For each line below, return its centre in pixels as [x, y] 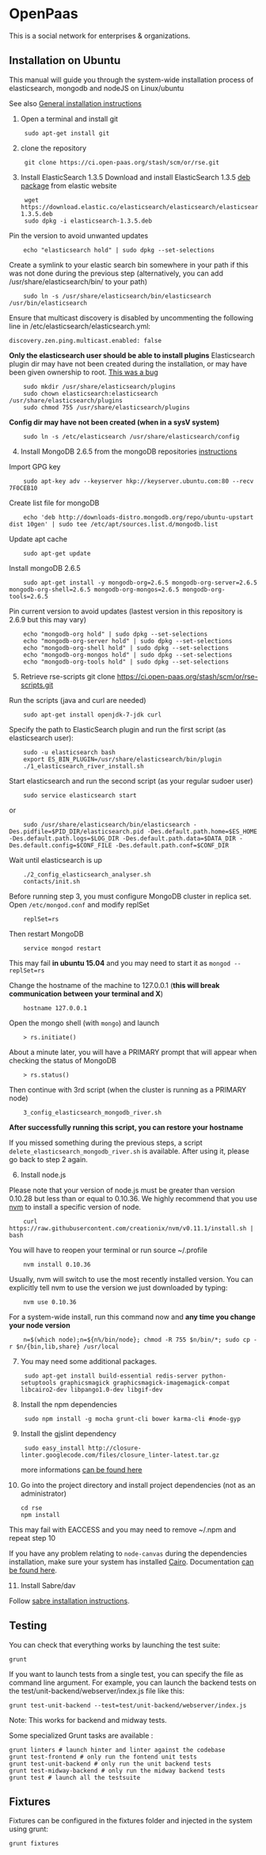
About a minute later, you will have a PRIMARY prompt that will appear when [133, 1052]
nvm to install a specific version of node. [75, 1207]
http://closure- [114, 1448]
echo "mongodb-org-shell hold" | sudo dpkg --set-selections [126, 648]
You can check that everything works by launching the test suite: [115, 1644]
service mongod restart [63, 948]
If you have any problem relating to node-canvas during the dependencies [128, 1553]
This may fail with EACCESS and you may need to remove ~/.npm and [123, 1530]
